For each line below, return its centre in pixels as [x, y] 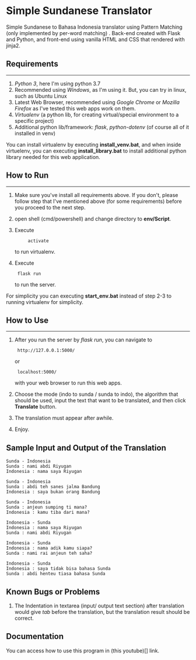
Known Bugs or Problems [53, 592]
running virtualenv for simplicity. [45, 302]
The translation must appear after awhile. [64, 418]
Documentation [35, 636]
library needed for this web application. [53, 157]
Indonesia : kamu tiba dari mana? [48, 513]
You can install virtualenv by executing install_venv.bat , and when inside [94, 144]
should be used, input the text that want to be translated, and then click [100, 400]
